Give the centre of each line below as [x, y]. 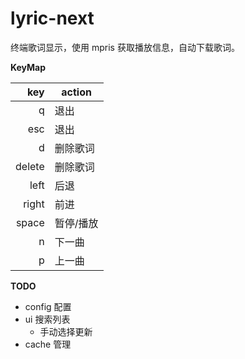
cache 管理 [48, 344]
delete [30, 166]
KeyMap [28, 67]
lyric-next [52, 18]
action [76, 92]
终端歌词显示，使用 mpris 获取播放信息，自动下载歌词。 [125, 47]
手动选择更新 [66, 331]
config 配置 [48, 306]
